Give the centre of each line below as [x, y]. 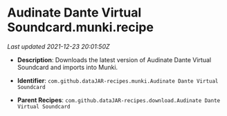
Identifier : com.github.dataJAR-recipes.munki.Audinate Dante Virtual [118, 80]
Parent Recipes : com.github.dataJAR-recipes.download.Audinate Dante [119, 100]
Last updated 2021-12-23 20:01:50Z [58, 46]
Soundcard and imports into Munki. [67, 67]
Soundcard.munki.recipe [81, 27]
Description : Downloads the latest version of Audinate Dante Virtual [114, 59]
